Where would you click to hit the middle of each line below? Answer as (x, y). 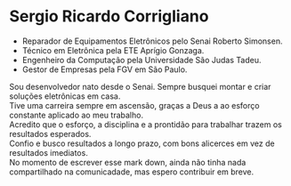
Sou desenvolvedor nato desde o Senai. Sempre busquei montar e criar (140, 86)
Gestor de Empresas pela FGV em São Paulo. (105, 69)
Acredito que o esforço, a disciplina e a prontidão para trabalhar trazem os (145, 124)
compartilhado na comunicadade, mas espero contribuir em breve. (132, 172)
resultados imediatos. (49, 152)
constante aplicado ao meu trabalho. (77, 115)
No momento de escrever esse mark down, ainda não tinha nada (128, 162)
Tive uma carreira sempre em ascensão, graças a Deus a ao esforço (134, 105)
